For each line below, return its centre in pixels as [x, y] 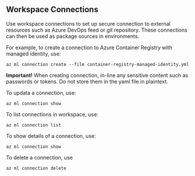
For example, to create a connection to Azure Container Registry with [89, 47]
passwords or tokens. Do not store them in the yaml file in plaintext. [87, 81]
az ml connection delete [36, 168]
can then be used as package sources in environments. [73, 36]
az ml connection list [34, 125]
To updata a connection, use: [41, 92]
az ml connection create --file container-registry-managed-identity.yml [98, 64]
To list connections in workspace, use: [52, 114]
